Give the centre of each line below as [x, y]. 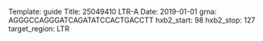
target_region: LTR [39, 29]
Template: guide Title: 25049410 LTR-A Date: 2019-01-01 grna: [112, 12]
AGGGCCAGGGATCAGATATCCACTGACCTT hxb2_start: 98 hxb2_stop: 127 [132, 20]
